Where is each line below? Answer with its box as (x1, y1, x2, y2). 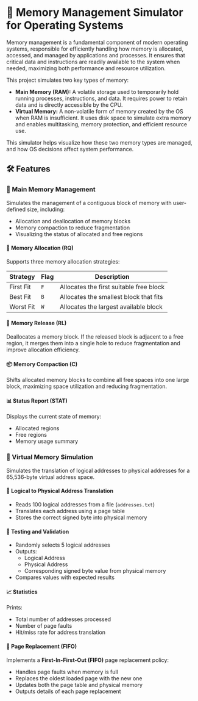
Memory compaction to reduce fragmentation (15, 224, 130, 231)
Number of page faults (15, 622, 72, 630)
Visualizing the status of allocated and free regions (15, 230, 143, 237)
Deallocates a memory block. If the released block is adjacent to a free (6, 333, 184, 340)
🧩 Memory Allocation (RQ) (6, 244, 74, 252)
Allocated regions (15, 425, 60, 432)
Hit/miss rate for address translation (15, 628, 105, 636)
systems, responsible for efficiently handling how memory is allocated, (6, 45, 184, 52)
